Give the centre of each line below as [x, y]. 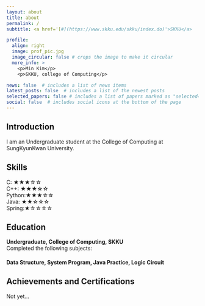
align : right [28, 46]
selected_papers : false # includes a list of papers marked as [88, 97]
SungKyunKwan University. [40, 148]
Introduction [31, 127]
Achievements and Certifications [71, 282]
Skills [17, 168]
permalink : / [23, 23]
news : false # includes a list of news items [67, 85]
